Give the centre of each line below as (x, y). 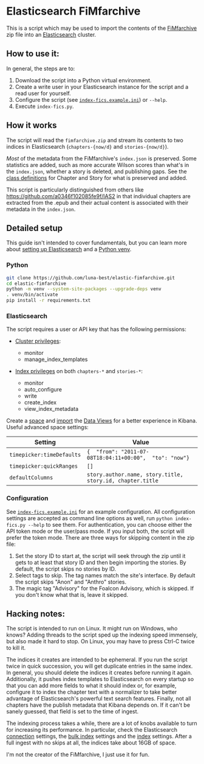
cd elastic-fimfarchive (36, 284)
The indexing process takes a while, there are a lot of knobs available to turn (102, 723)
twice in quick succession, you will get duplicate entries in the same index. (100, 666)
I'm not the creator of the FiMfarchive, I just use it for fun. (78, 755)
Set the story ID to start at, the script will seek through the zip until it (100, 555)
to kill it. (16, 648)
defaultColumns (31, 478)
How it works (32, 125)
